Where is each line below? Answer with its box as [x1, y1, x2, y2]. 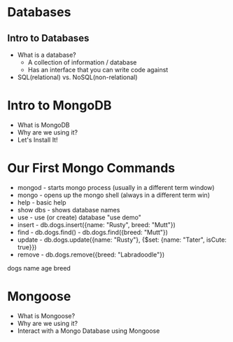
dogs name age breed [7, 264, 71, 272]
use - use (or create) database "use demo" [17, 213, 141, 221]
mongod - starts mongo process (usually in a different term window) [17, 183, 215, 191]
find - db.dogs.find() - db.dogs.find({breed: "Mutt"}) [17, 228, 168, 236]
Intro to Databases [7, 32, 90, 44]
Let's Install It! [17, 135, 58, 144]
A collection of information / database [27, 58, 137, 67]
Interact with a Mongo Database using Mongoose [17, 327, 160, 335]
